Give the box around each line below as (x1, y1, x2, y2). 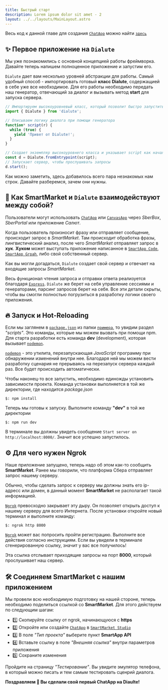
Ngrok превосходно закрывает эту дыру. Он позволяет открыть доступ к (5, 503, 160, 509)
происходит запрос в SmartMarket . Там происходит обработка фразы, (5, 235, 156, 241)
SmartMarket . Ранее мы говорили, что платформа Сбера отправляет (5, 467, 153, 474)
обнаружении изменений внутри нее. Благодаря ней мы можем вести (5, 355, 156, 361)
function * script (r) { (5, 122, 52, 128)
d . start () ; (5, 164, 28, 169)
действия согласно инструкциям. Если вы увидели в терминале (5, 537, 142, 543)
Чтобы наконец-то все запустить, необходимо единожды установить (5, 376, 154, 382)
